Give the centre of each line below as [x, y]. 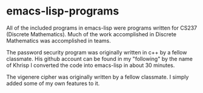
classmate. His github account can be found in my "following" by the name [99, 59]
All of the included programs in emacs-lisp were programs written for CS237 [102, 28]
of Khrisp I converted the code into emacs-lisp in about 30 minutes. [91, 65]
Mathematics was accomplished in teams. [58, 40]
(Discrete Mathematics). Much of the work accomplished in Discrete [92, 34]
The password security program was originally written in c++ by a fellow [97, 52]
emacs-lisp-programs [63, 11]
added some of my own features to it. [53, 83]
